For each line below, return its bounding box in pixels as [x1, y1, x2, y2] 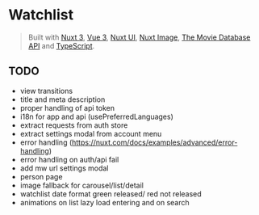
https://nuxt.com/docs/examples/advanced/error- [71, 137, 238, 147]
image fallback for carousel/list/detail [19, 180, 144, 190]
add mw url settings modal [19, 163, 109, 173]
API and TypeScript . [27, 40, 95, 50]
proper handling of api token [19, 103, 115, 112]
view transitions [19, 86, 73, 95]
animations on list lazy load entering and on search [19, 197, 190, 207]
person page [19, 171, 63, 181]
